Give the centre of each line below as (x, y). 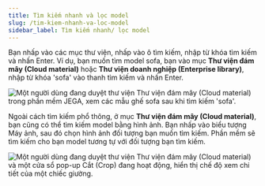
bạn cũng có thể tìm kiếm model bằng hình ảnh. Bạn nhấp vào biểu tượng (127, 125)
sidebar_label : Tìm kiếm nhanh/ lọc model (79, 30)
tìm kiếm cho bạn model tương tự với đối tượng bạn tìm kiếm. (107, 142)
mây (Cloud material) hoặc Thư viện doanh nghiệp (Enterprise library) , (126, 69)
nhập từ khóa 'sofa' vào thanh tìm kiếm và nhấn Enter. (96, 78)
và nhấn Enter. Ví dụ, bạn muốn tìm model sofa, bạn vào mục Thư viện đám (131, 61)
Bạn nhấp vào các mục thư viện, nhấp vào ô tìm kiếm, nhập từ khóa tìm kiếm (132, 53)
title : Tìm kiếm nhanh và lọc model (68, 15)
